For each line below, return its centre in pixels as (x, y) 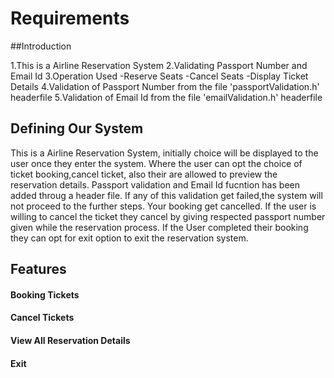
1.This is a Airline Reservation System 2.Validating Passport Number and (159, 65)
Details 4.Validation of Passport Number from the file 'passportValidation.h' (165, 86)
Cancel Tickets (42, 318)
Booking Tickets (45, 294)
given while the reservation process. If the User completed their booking (159, 227)
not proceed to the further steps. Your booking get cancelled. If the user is (163, 206)
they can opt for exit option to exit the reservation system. (129, 238)
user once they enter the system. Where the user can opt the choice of (156, 163)
